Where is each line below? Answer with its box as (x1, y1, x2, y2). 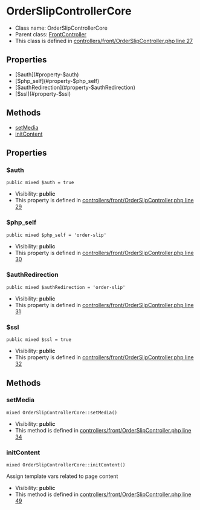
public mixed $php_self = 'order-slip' (6, 232, 107, 238)
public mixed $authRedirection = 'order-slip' (6, 284, 126, 290)
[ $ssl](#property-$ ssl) (15, 90, 71, 98)
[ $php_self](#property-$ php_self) (15, 77, 100, 84)
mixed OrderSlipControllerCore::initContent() (6, 462, 126, 468)
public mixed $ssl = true (6, 337, 71, 343)
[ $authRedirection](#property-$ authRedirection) (15, 84, 136, 91)
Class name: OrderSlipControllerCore (15, 24, 108, 31)
